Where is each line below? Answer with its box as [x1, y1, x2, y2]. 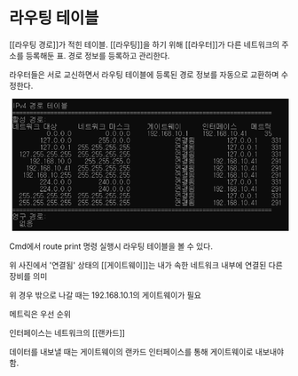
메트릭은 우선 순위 [9, 308, 71, 319]
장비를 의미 [9, 270, 48, 281]
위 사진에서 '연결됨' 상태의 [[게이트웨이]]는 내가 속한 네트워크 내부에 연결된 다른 [9, 260, 284, 270]
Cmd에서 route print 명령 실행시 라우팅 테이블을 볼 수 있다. [9, 241, 213, 252]
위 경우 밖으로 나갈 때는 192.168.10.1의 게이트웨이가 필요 [9, 290, 202, 300]
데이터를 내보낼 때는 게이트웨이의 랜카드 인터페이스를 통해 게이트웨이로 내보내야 [9, 346, 285, 356]
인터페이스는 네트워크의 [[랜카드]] [9, 327, 126, 338]
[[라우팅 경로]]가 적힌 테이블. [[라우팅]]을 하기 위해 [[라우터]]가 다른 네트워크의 [9, 39, 280, 50]
